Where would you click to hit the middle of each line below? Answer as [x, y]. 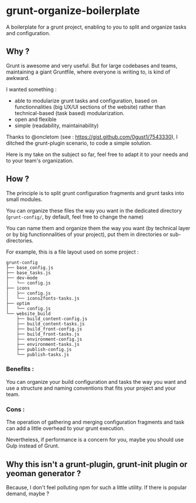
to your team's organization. [40, 160]
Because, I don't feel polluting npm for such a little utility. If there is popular [97, 487]
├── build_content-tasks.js [51, 324]
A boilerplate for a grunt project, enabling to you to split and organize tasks [96, 27]
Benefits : [20, 369]
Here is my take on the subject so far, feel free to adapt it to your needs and [97, 154]
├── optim [18, 303]
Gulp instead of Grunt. [33, 446]
